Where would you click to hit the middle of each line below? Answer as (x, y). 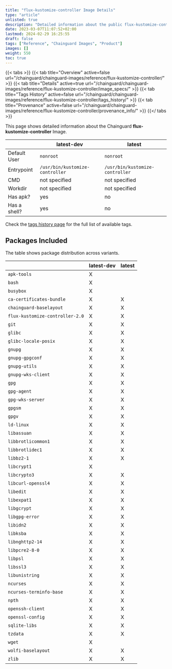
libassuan (20, 433)
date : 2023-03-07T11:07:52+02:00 (41, 29)
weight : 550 (18, 53)
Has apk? (19, 197)
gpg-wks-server (26, 400)
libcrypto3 (21, 475)
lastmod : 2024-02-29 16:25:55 (38, 34)
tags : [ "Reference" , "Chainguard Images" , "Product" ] (64, 44)
